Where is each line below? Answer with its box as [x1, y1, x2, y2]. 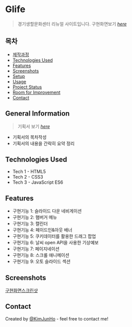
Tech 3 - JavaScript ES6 [12, 179, 63, 185]
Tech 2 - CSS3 [12, 174, 43, 180]
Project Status [12, 84, 42, 90]
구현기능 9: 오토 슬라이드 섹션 [12, 258, 71, 264]
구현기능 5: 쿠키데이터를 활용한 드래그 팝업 [12, 233, 96, 239]
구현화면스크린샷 [5, 288, 38, 293]
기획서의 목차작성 [12, 134, 47, 140]
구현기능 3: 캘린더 [12, 221, 48, 227]
